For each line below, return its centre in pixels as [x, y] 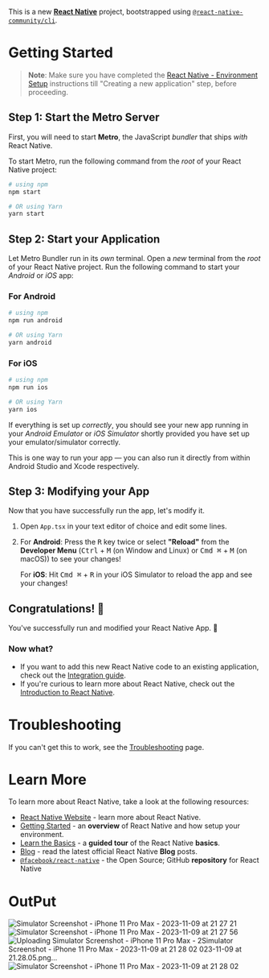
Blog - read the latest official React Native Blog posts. [109, 852]
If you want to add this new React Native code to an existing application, [139, 666]
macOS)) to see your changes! [71, 559]
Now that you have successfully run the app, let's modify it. [106, 511]
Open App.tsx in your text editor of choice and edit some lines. [123, 526]
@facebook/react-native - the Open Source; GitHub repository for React [139, 860]
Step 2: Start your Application [84, 239]
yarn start [26, 214]
